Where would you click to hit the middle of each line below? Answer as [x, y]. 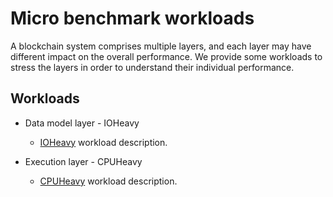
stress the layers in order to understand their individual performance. [152, 67]
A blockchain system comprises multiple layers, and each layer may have [161, 46]
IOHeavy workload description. [103, 142]
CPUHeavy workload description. [108, 181]
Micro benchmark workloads [132, 18]
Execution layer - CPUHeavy [83, 161]
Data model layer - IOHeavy [82, 123]
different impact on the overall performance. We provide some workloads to [166, 56]
